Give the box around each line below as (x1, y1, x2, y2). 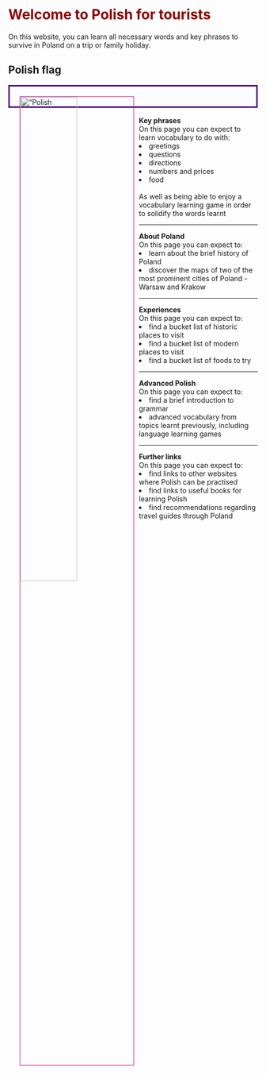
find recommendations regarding (149, 502, 256, 512)
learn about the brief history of (149, 248, 249, 257)
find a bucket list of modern (149, 338, 239, 348)
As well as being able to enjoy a (139, 191, 242, 201)
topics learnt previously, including (139, 420, 249, 430)
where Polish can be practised (139, 477, 238, 486)
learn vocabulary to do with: (139, 133, 231, 142)
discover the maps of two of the (149, 265, 253, 275)
